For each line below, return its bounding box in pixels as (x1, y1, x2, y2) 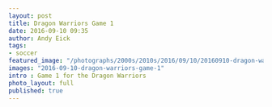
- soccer (8, 49, 38, 57)
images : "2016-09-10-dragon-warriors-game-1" (8, 64, 164, 72)
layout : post (8, 11, 53, 20)
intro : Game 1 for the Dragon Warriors (8, 72, 147, 80)
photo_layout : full (8, 79, 74, 87)
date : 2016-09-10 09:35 (8, 27, 89, 35)
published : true (8, 86, 63, 95)
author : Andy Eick (8, 34, 70, 43)
